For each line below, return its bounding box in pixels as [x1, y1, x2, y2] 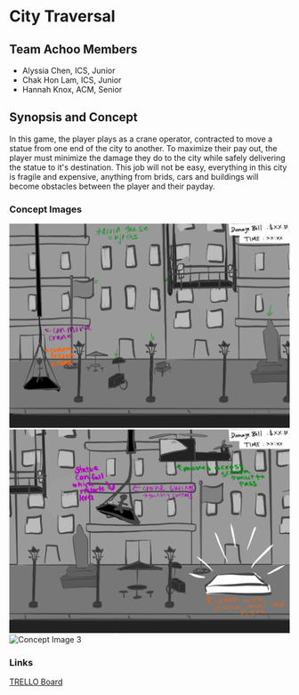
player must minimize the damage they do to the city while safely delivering [9, 152, 287, 163]
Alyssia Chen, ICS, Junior [21, 65, 116, 76]
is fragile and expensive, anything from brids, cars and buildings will [9, 171, 259, 182]
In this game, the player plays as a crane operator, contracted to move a [9, 133, 273, 144]
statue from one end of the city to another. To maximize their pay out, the [9, 142, 278, 153]
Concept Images [9, 203, 83, 215]
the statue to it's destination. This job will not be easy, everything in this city [9, 162, 287, 173]
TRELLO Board [9, 676, 63, 687]
